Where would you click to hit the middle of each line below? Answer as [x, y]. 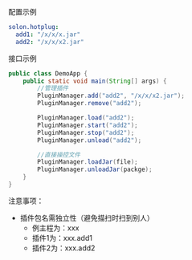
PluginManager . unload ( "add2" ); [90, 140]
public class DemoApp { [48, 73]
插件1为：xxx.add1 [62, 238]
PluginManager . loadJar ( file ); [88, 162]
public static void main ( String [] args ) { [95, 81]
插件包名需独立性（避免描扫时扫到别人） [87, 217]
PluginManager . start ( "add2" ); [88, 125]
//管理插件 [53, 88]
